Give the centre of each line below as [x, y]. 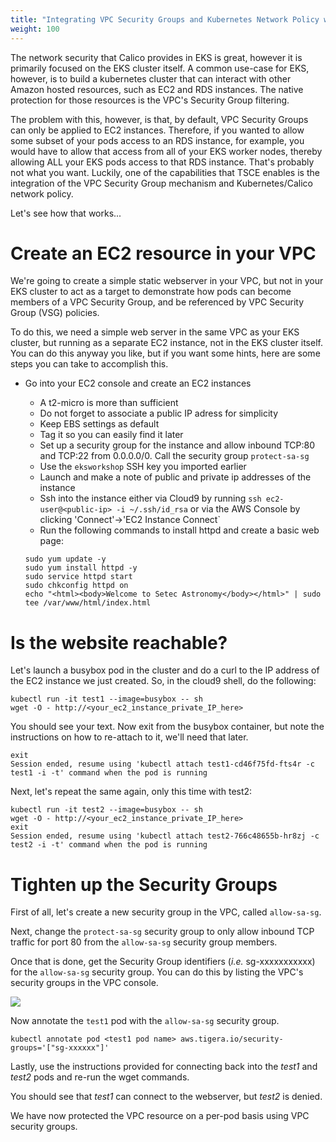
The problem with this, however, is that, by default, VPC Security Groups [159, 119]
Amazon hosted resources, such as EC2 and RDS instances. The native [157, 89]
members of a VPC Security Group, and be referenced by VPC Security [157, 302]
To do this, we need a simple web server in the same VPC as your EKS [155, 332]
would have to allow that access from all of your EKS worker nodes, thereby [166, 151]
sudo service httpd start [78, 577]
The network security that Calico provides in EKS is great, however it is [156, 57]
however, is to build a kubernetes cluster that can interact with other [151, 78]
